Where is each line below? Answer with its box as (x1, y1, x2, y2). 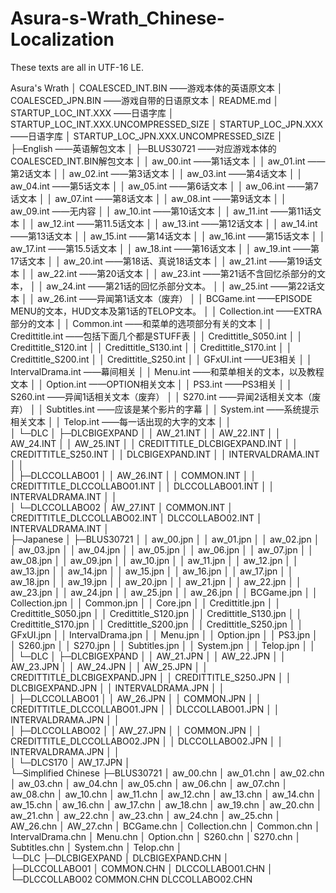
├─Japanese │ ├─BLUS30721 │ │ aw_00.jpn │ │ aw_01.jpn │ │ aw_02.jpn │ (10, 533, 320, 545)
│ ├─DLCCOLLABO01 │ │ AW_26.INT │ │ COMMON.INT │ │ (10, 469, 257, 481)
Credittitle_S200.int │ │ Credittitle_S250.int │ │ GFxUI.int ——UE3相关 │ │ (10, 353, 313, 365)
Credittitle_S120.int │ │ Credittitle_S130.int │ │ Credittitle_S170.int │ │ (10, 341, 293, 353)
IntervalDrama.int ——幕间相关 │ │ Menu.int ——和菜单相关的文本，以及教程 (10, 365, 325, 377)
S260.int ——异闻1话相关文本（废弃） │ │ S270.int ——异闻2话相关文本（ (10, 390, 313, 402)
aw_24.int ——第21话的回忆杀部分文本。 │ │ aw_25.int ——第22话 (46, 280, 317, 292)
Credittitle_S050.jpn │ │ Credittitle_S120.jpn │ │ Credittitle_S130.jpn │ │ (10, 607, 303, 619)
